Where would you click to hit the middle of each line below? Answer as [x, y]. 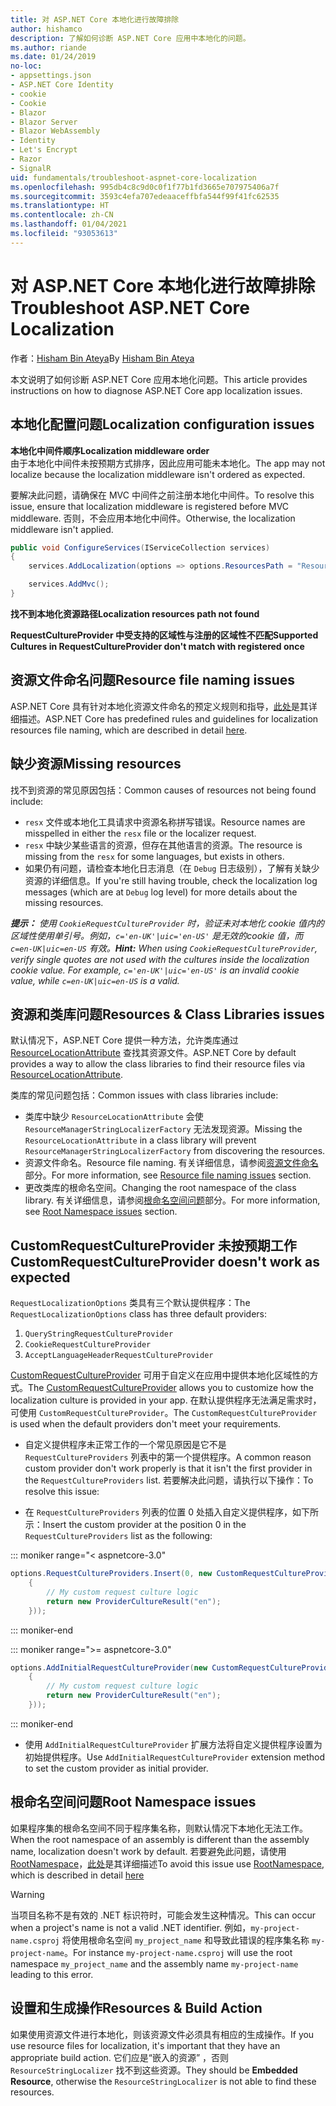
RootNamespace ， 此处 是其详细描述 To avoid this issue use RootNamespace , [167, 1863]
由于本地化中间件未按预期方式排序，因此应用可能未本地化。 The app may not [168, 463]
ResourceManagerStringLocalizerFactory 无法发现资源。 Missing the [163, 1129]
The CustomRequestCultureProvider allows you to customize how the [171, 1388]
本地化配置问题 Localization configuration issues [162, 424]
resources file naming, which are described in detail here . [129, 730]
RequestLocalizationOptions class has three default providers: [139, 1314]
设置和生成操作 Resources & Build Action [136, 2008]
